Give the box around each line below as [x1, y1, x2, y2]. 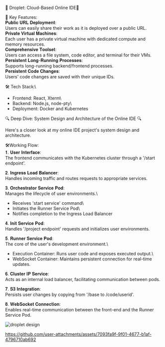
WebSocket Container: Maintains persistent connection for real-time [12, 256, 153, 262]
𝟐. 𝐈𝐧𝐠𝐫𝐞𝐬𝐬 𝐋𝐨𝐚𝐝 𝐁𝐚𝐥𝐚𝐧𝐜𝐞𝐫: [5, 170, 59, 175]
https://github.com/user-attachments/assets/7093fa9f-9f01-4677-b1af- [5, 331, 152, 337]
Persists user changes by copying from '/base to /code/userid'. [5, 291, 135, 297]
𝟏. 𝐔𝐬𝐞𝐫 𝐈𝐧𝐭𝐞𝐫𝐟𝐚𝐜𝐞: [5, 149, 41, 155]
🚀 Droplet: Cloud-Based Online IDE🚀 [5, 5, 80, 10]
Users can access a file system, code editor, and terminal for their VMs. [5, 52, 152, 58]
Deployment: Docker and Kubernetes [12, 106, 88, 112]
